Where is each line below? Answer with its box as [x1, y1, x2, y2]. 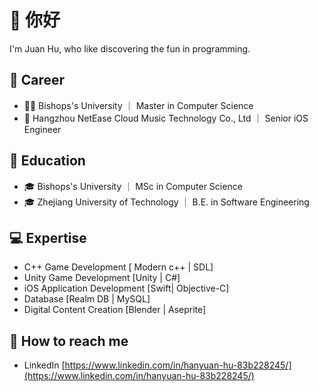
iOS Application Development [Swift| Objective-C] [23, 282, 230, 295]
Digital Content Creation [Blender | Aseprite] [23, 304, 207, 316]
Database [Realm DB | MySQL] [23, 293, 151, 305]
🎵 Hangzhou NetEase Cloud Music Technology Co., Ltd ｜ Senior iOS [23, 112, 309, 124]
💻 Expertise [9, 229, 87, 246]
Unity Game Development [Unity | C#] [23, 272, 181, 284]
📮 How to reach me [9, 332, 129, 350]
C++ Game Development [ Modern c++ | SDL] [23, 261, 214, 273]
